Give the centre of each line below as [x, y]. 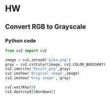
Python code [21, 41]
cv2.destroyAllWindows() [30, 92]
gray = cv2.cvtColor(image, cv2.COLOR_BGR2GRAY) [55, 64]
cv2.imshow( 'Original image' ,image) [42, 74]
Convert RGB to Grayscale [46, 27]
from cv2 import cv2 [26, 50]
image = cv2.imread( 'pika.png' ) [38, 60]
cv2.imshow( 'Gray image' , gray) [38, 78]
